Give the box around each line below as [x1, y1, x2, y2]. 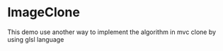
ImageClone [7, 4, 80, 21]
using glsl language [7, 35, 64, 43]
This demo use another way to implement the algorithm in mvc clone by [7, 28, 217, 36]
